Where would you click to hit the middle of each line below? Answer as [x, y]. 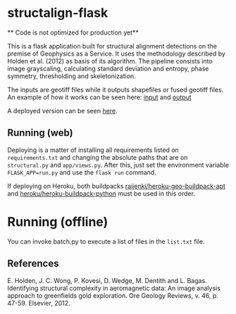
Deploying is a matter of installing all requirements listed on [93, 150]
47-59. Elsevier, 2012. [39, 303]
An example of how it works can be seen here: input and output [99, 97]
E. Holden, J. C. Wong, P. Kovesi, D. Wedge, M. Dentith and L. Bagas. [107, 280]
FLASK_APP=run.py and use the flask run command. [82, 172]
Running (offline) [58, 221]
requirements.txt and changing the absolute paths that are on [98, 157]
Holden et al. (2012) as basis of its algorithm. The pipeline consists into [110, 61]
